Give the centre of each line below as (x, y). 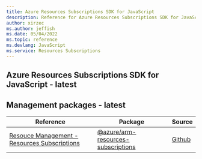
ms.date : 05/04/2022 (32, 34)
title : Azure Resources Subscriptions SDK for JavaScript (80, 12)
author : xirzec (25, 23)
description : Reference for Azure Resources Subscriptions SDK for (93, 17)
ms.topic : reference (32, 40)
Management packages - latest (66, 105)
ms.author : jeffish (31, 28)
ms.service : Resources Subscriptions (54, 51)
